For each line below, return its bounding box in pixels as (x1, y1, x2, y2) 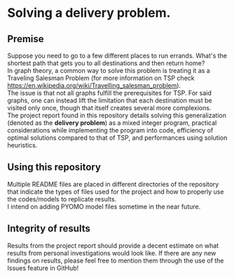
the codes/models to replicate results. (7, 194, 117, 203)
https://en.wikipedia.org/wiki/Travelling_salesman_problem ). (7, 81, 181, 89)
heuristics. (7, 141, 38, 149)
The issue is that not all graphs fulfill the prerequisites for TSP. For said (7, 89, 212, 97)
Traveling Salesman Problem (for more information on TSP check (7, 74, 195, 82)
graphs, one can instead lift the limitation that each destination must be (7, 96, 212, 105)
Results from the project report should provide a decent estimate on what (7, 241, 219, 250)
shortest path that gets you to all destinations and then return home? (7, 59, 205, 67)
